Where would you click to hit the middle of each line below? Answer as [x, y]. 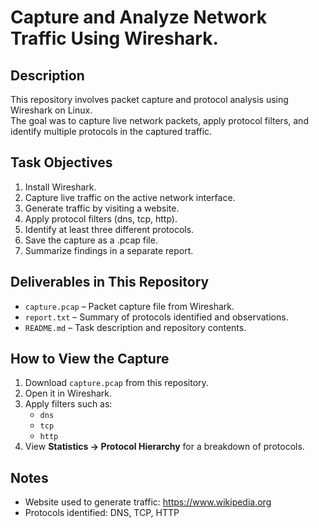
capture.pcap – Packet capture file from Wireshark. [129, 306]
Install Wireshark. [60, 187]
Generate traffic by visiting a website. [102, 208]
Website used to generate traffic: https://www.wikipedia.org [148, 502]
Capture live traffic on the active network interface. [130, 197]
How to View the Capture [90, 359]
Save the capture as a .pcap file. [91, 240]
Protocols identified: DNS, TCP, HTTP [102, 513]
